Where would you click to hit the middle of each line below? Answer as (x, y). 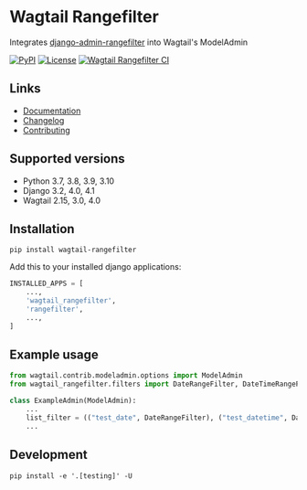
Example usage (54, 355)
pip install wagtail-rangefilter (73, 250)
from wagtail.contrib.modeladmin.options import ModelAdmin (127, 376)
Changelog (43, 120)
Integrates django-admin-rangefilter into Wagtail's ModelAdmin (129, 42)
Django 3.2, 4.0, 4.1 (59, 190)
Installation (42, 229)
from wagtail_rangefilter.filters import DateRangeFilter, (124, 384)
